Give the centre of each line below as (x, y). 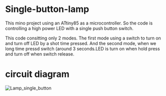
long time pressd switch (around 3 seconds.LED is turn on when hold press (82, 48)
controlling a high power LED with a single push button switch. (69, 28)
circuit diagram (37, 74)
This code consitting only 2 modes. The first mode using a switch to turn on (83, 38)
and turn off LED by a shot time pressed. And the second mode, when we (81, 43)
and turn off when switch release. (40, 54)
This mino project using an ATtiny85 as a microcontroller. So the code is (79, 23)
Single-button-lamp (47, 9)
